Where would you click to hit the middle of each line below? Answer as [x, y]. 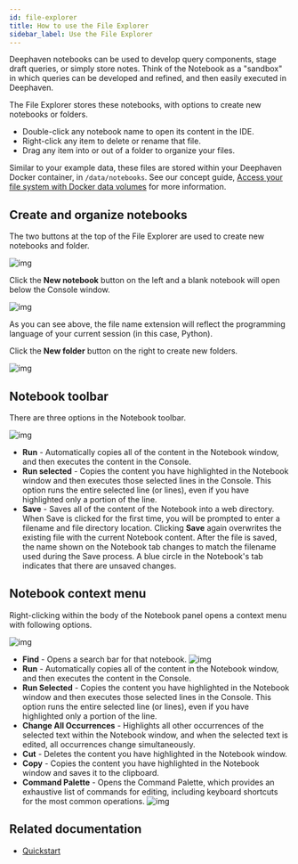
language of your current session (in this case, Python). [111, 334]
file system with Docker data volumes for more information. [118, 187]
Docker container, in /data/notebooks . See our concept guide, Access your [146, 177]
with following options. [51, 624]
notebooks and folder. [50, 246]
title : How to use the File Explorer [79, 26]
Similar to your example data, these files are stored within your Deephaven [145, 168]
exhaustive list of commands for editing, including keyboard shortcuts [150, 791]
